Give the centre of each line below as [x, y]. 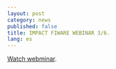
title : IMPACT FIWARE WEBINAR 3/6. [59, 33]
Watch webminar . [32, 59]
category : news [29, 20]
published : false [32, 26]
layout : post [26, 13]
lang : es [20, 39]
